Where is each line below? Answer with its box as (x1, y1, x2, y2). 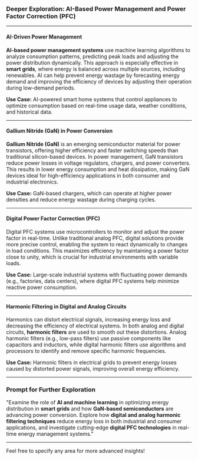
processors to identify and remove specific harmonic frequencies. (6, 348, 167, 355)
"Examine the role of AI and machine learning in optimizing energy (6, 399, 169, 406)
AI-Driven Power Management (6, 33, 82, 40)
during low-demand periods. (6, 84, 75, 91)
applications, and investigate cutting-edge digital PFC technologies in (6, 424, 177, 431)
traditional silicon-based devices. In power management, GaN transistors (6, 153, 183, 160)
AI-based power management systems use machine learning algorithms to (6, 46, 190, 53)
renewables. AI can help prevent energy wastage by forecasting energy (6, 72, 180, 79)
